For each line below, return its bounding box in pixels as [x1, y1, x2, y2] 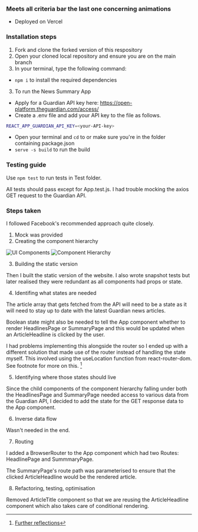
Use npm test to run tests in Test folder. [6, 174, 102, 181]
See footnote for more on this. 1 [6, 361, 82, 369]
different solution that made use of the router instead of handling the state [6, 349, 186, 356]
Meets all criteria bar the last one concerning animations [6, 5, 171, 13]
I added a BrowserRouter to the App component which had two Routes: [6, 449, 179, 456]
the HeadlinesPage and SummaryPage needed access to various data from [6, 391, 189, 398]
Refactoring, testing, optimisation [14, 484, 95, 491]
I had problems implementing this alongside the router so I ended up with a [6, 343, 188, 350]
